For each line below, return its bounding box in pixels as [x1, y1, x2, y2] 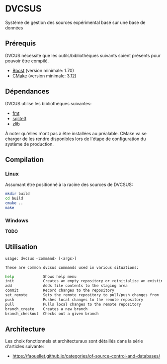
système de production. [5, 141, 54, 147]
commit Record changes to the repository [5, 288, 114, 293]
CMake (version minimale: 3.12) [12, 73, 77, 79]
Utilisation [5, 243, 38, 251]
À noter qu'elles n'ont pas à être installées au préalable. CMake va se [5, 130, 147, 136]
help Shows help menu [5, 274, 77, 279]
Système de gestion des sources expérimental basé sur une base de [5, 19, 146, 25]
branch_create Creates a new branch [5, 306, 88, 312]
